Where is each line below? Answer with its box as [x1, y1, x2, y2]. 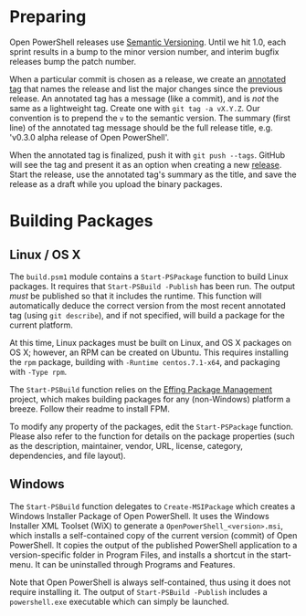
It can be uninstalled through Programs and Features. [35, 559, 236, 569]
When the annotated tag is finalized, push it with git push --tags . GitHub [9, 149, 286, 161]
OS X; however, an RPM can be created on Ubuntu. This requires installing [9, 347, 290, 358]
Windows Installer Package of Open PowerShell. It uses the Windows [9, 510, 269, 521]
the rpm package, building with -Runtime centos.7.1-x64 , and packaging [9, 356, 280, 367]
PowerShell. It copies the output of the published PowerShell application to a [9, 539, 298, 550]
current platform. [9, 319, 73, 330]
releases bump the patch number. [9, 56, 137, 67]
